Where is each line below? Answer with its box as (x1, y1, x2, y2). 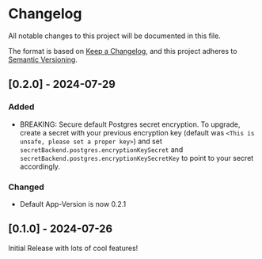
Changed (8, 181, 45, 192)
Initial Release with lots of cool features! (8, 243, 139, 253)
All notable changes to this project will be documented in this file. (8, 31, 222, 40)
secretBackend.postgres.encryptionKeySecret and (19, 144, 184, 154)
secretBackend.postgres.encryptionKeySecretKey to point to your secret (19, 153, 254, 162)
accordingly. (19, 162, 61, 171)
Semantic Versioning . (8, 55, 78, 64)
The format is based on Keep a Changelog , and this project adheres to (8, 46, 237, 55)
